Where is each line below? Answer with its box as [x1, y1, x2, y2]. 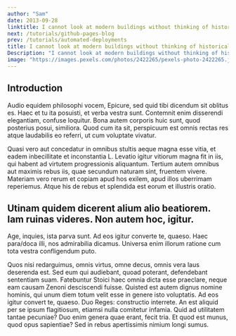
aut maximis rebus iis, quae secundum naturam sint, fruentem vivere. [7, 167, 207, 175]
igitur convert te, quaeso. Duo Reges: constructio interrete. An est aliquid [7, 298, 219, 306]
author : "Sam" [7, 10, 49, 18]
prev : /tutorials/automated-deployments [7, 37, 128, 44]
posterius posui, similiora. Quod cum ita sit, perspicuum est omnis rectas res [7, 123, 229, 132]
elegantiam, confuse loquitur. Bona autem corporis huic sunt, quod [7, 116, 201, 124]
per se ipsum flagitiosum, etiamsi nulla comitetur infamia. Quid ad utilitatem [7, 306, 225, 314]
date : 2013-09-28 [7, 17, 58, 24]
